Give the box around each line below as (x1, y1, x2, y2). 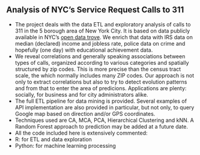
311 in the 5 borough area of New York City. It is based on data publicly (14, 27, 190, 34)
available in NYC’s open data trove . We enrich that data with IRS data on (14, 33, 193, 41)
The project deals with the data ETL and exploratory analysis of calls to (14, 20, 191, 28)
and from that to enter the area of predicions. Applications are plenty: (14, 84, 187, 92)
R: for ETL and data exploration (14, 135, 92, 143)
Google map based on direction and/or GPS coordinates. (14, 110, 156, 117)
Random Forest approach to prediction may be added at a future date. (14, 123, 188, 130)
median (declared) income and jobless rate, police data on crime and (14, 40, 186, 47)
